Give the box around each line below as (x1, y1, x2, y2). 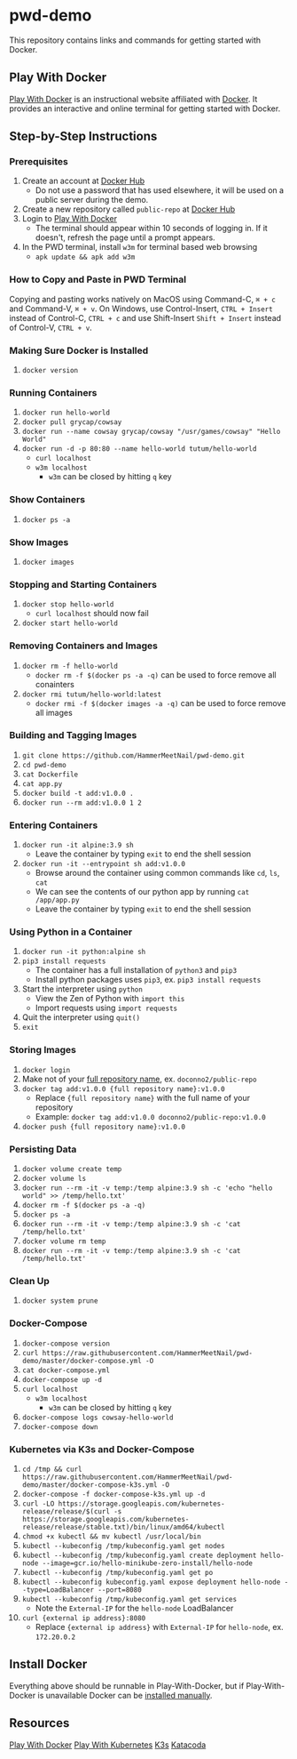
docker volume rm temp (21, 1237, 106, 1246)
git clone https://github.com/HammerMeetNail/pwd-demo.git (21, 751, 246, 760)
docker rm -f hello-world (21, 662, 118, 671)
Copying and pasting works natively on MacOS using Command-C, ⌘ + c (9, 293, 277, 304)
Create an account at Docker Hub (21, 175, 145, 187)
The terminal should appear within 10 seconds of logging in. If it (35, 223, 268, 234)
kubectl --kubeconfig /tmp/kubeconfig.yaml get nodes (21, 1541, 225, 1550)
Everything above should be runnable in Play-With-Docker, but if (9, 1680, 245, 1691)
